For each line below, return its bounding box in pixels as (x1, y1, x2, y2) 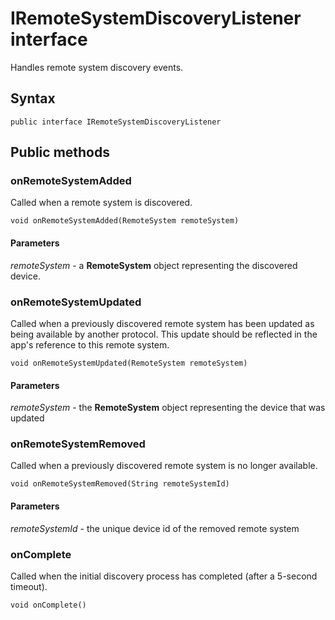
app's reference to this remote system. (10, 338, 170, 351)
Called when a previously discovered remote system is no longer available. (10, 460, 318, 472)
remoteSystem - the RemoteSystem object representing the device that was (10, 402, 326, 414)
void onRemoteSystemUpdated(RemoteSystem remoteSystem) (10, 358, 248, 368)
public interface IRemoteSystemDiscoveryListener (10, 117, 222, 127)
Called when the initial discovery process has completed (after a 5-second (10, 570, 318, 582)
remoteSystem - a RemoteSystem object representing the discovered (10, 259, 298, 271)
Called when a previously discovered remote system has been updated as (10, 317, 315, 329)
